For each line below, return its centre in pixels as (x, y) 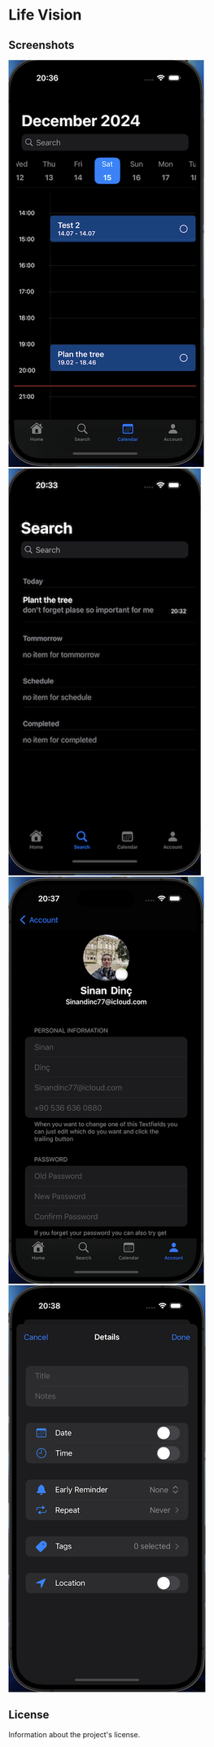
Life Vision (45, 15)
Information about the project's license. (74, 1734)
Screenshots (41, 45)
